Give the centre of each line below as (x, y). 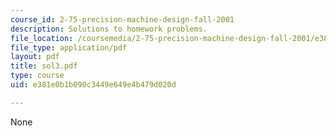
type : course (37, 76)
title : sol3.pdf (44, 66)
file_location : (42, 38)
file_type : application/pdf (69, 47)
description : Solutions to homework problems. (109, 29)
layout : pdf (35, 57)
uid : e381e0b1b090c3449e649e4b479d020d (93, 85)
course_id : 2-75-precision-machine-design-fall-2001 (122, 19)
